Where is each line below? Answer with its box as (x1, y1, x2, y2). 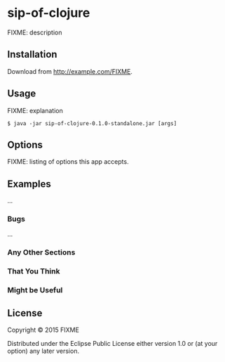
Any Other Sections (7, 247, 76, 257)
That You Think (7, 266, 60, 276)
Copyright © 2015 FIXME (7, 325, 79, 335)
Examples (7, 178, 51, 190)
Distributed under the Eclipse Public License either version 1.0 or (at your (7, 340, 218, 348)
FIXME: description (7, 28, 62, 37)
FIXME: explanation (7, 106, 63, 115)
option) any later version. (7, 347, 79, 356)
